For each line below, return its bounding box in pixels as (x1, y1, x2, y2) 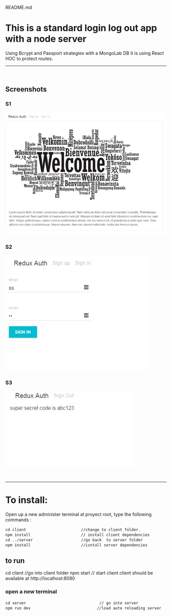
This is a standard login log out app (5, 23, 157, 34)
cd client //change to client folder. (5, 527, 141, 532)
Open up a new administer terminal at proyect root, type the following (5, 511, 152, 517)
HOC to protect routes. (5, 55, 53, 61)
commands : (5, 517, 32, 523)
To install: (5, 494, 48, 506)
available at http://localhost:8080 (5, 576, 75, 582)
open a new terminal (5, 588, 57, 596)
